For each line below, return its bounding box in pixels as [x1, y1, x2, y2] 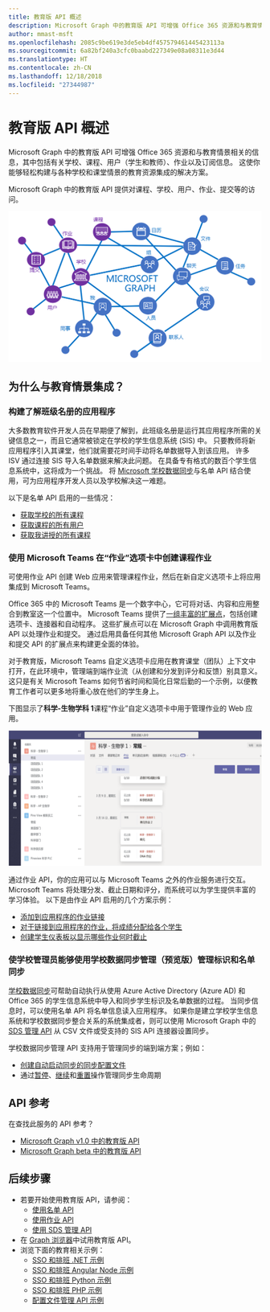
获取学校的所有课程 [19, 510, 84, 519]
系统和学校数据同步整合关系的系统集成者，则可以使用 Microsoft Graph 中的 [8, 1016, 256, 1026]
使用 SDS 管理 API [31, 1224, 92, 1234]
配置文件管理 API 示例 [31, 1295, 104, 1305]
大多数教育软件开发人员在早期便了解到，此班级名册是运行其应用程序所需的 [8, 425, 255, 435]
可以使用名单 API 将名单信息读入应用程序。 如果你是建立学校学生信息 [29, 1006, 259, 1016]
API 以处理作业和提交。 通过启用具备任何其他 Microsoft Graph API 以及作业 [8, 629, 257, 639]
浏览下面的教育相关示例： [19, 1244, 105, 1254]
